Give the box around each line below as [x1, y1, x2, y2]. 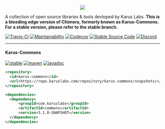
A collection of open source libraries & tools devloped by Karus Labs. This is [5, 14, 160, 20]
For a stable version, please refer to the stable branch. [5, 24, 118, 30]
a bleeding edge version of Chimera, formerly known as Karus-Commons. [5, 19, 159, 24]
